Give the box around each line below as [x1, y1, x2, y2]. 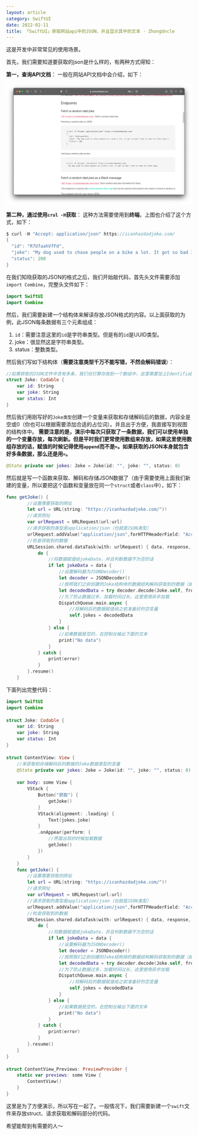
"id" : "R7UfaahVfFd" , [11, 243, 65, 249]
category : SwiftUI [6, 15, 51, 22]
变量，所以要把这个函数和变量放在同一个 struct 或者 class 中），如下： [16, 481, 183, 488]
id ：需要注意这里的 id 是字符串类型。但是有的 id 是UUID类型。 [14, 331, 163, 338]
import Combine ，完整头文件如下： [6, 281, 90, 288]
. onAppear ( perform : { [37, 830, 91, 836]
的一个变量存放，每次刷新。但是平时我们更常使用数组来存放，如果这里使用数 [6, 435, 192, 442]
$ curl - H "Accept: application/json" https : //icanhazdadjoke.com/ [6, 231, 176, 237]
